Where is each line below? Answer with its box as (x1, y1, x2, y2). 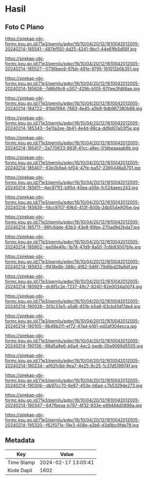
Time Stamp (7, 459, 35, 466)
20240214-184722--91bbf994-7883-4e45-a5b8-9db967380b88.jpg (5, 106, 142, 111)
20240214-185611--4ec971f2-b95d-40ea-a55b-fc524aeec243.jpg (5, 185, 138, 191)
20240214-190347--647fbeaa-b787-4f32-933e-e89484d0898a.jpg (5, 403, 142, 408)
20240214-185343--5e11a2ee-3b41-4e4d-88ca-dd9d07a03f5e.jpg (5, 125, 140, 131)
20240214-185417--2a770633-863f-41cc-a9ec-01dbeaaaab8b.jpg (5, 145, 139, 151)
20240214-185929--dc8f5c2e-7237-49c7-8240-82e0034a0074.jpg (5, 284, 142, 289)
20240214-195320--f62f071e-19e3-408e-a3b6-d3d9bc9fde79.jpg (5, 422, 139, 428)
